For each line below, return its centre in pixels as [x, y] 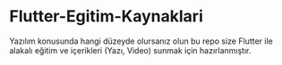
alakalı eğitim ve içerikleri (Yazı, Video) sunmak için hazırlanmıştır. [130, 50]
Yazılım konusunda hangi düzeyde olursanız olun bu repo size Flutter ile [141, 41]
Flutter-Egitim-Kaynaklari [106, 16]
